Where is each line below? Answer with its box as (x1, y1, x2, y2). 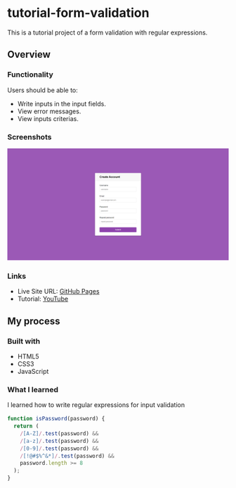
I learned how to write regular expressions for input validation (7, 401, 185, 409)
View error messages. (17, 107, 81, 115)
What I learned (7, 384, 58, 394)
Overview (7, 49, 51, 61)
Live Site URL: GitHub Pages (17, 287, 100, 296)
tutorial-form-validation (7, 5, 150, 21)
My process (7, 315, 60, 327)
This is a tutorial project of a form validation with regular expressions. (7, 28, 208, 37)
